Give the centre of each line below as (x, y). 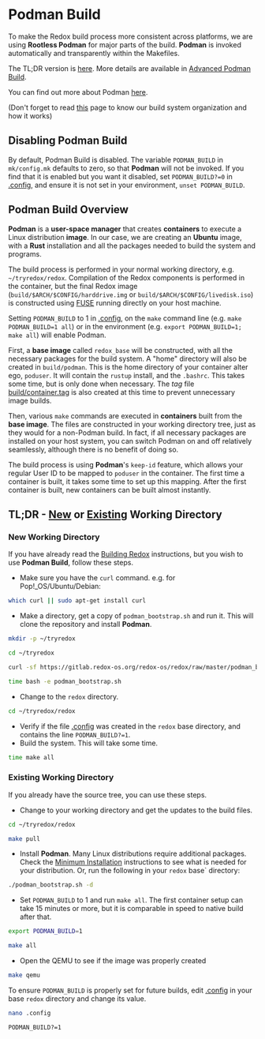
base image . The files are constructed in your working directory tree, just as (132, 424)
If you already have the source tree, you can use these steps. (108, 794)
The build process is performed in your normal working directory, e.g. (121, 269)
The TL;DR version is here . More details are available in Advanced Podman (129, 68)
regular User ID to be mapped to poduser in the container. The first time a (127, 473)
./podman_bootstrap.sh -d (50, 885)
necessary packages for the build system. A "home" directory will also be (127, 358)
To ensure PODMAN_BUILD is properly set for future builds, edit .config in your (130, 990)
